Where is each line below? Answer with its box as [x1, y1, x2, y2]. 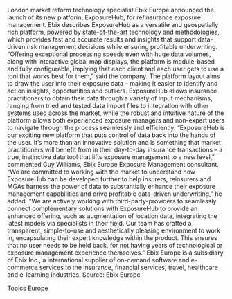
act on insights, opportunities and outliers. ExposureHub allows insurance [7, 87, 217, 95]
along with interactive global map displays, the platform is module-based [7, 57, 215, 65]
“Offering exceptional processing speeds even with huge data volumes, [7, 50, 211, 58]
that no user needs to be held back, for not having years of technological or [7, 242, 223, 249]
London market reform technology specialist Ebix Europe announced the [7, 6, 215, 14]
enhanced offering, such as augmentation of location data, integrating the [7, 212, 218, 220]
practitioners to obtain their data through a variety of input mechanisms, [7, 94, 213, 102]
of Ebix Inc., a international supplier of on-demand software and [7, 256, 190, 264]
